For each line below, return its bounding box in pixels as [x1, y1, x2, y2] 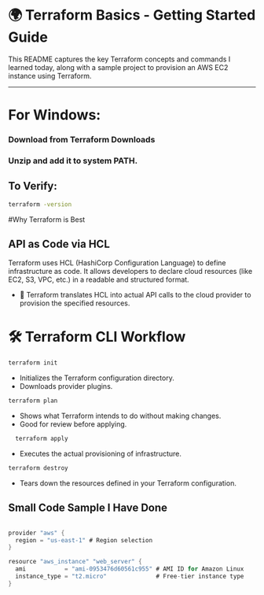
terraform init [8, 359, 58, 367]
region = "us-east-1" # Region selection [15, 536, 153, 544]
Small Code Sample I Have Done [8, 501, 167, 515]
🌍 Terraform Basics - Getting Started [8, 6, 256, 24]
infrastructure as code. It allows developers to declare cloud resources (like [8, 267, 253, 276]
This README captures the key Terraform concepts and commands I [8, 54, 231, 64]
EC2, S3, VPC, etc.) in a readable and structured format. [8, 275, 190, 284]
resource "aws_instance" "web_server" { [8, 558, 143, 566]
